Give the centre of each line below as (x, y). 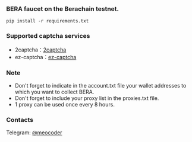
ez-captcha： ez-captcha (45, 57)
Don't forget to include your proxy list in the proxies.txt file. (87, 98)
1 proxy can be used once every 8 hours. (64, 104)
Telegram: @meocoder (34, 133)
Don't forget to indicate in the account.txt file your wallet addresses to (100, 85)
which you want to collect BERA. (54, 92)
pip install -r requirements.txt (48, 21)
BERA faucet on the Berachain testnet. (63, 9)
